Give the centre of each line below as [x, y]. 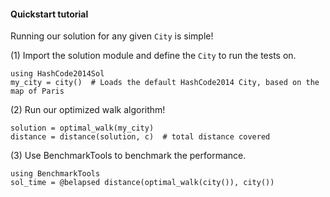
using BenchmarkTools [55, 174]
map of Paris [37, 91]
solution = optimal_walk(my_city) [82, 128]
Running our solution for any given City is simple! [112, 36]
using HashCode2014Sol [57, 74]
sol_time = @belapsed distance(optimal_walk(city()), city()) [142, 183]
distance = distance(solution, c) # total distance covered [140, 137]
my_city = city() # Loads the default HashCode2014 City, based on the [165, 83]
